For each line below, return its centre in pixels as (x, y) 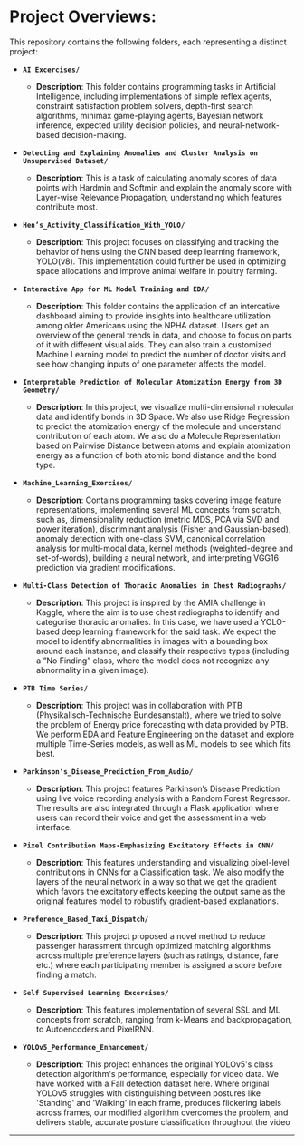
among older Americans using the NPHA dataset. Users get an (152, 325)
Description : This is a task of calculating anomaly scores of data (157, 178)
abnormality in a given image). (92, 670)
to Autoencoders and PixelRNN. (95, 1029)
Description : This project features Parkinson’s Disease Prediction (158, 788)
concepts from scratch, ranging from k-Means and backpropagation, (164, 1019)
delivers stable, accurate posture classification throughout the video (163, 1121)
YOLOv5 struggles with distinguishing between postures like (148, 1093)
